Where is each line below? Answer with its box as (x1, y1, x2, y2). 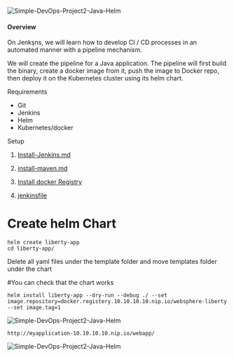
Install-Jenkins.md (17, 150, 71, 159)
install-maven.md (17, 164, 68, 173)
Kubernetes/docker (17, 123, 74, 132)
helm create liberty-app (7, 239, 80, 246)
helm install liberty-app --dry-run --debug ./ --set (7, 292, 168, 299)
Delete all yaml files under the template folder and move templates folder (7, 258, 217, 266)
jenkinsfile (17, 191, 48, 199)
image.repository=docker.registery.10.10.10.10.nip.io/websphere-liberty (7, 298, 228, 305)
